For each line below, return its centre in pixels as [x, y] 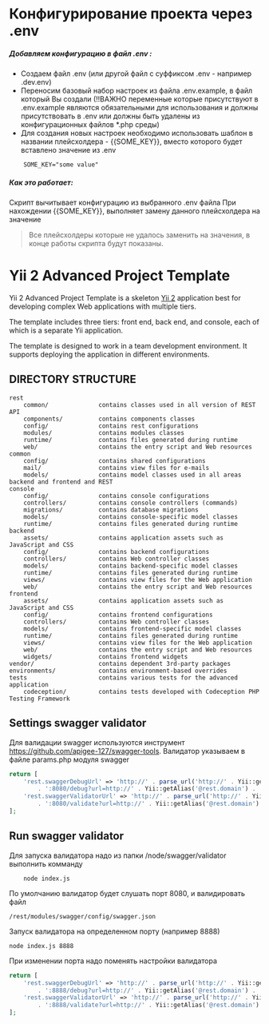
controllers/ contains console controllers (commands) [131, 503]
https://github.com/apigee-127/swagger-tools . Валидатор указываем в [127, 751]
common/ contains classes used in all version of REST [140, 404]
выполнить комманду [46, 863]
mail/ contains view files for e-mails [117, 468]
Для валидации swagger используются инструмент [97, 742]
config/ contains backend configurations [117, 552]
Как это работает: [42, 182]
